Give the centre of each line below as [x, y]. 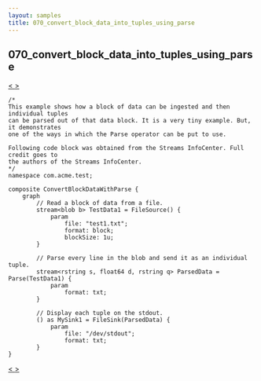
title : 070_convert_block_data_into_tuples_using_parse [101, 23]
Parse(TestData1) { [40, 279]
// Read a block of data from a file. [100, 203]
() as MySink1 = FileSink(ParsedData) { [103, 320]
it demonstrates [35, 128]
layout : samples [35, 15]
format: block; [89, 231]
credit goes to [33, 155]
